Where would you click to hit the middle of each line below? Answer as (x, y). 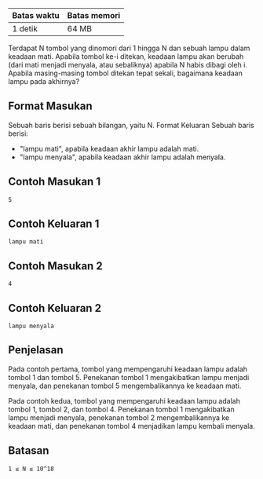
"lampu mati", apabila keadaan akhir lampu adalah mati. (109, 148)
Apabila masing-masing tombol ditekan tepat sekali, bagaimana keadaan (126, 73)
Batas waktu (36, 15)
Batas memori (94, 15)
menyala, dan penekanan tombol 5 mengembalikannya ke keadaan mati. (125, 386)
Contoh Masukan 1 (54, 182)
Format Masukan (50, 106)
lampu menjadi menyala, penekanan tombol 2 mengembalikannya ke (119, 417)
